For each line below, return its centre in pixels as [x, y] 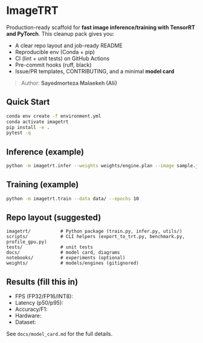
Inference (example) [45, 152]
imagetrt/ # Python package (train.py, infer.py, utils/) [94, 231]
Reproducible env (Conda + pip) [55, 52]
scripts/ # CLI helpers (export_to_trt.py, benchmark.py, [96, 237]
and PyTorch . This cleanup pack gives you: [60, 33]
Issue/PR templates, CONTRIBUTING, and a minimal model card [95, 71]
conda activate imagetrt [37, 122]
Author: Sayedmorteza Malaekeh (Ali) [69, 83]
